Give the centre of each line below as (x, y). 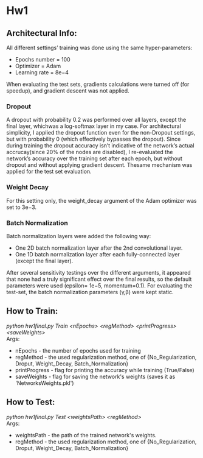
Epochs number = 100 (43, 59)
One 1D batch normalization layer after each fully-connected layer (98, 254)
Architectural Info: (42, 33)
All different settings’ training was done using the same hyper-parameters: (99, 48)
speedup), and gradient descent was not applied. (68, 91)
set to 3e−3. (22, 207)
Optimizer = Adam (38, 66)
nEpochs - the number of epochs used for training (78, 350)
